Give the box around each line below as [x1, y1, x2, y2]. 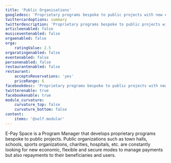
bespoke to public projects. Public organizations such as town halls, [5, 135, 148, 142]
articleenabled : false [5, 26, 53, 32]
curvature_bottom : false [14, 107, 67, 112]
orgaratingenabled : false [5, 50, 60, 55]
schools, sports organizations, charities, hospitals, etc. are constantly [5, 141, 151, 147]
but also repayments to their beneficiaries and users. [5, 152, 116, 158]
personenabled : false [5, 60, 51, 65]
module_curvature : [5, 97, 44, 102]
